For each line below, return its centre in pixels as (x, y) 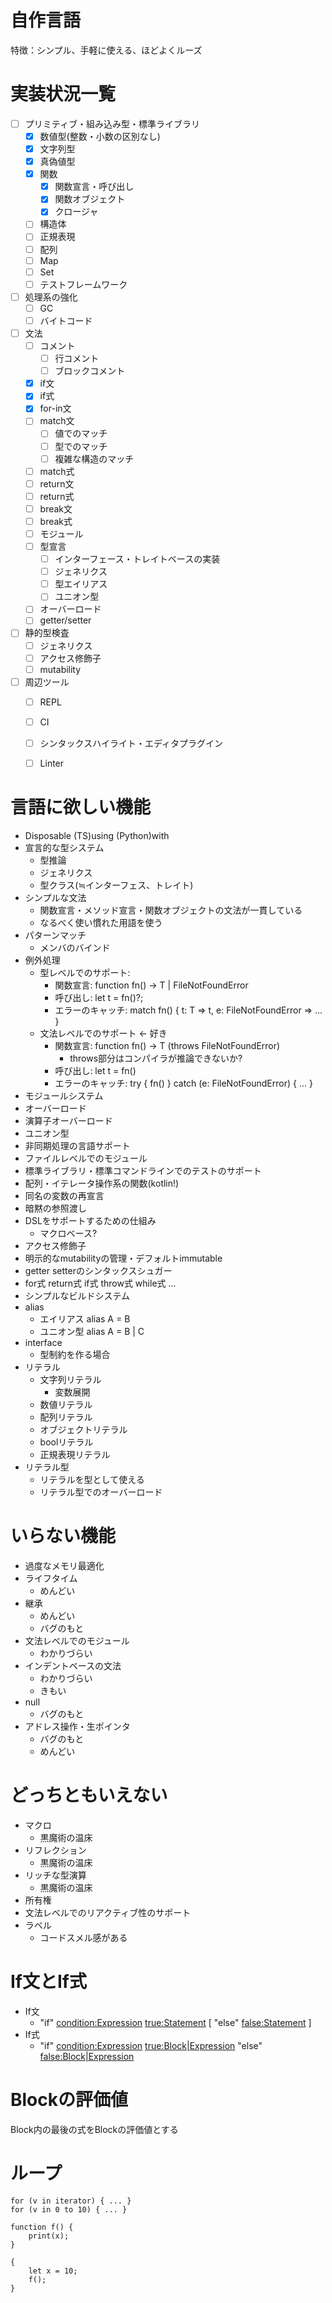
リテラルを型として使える (92, 1479)
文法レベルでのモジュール (77, 1640)
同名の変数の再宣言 (64, 1195)
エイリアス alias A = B (85, 1318)
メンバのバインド (75, 947)
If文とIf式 (49, 1982)
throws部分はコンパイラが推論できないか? (156, 1058)
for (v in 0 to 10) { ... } (69, 2209)
